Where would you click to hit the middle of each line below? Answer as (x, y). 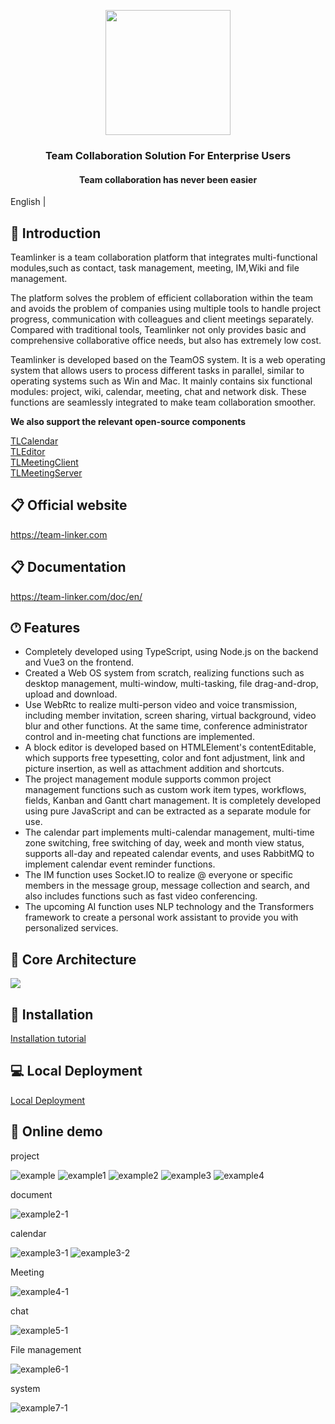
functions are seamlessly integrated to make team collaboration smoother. (163, 402)
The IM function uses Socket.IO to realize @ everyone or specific (158, 875)
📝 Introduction (56, 233)
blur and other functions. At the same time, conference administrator (166, 726)
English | (28, 202)
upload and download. (71, 694)
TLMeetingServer (46, 472)
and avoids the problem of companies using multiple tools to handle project (166, 308)
